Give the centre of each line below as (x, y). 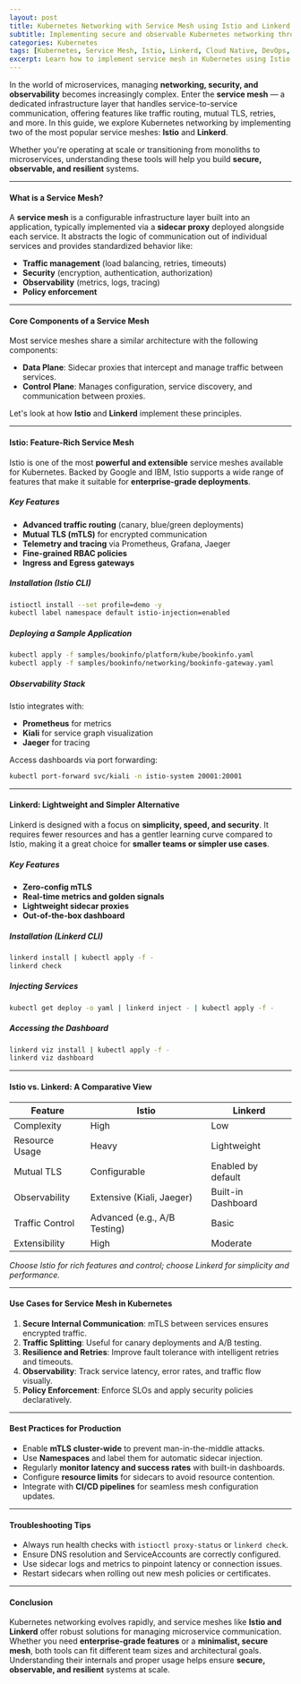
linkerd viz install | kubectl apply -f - (90, 1050)
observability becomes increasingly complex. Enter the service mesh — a (147, 94)
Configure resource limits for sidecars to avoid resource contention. (148, 1477)
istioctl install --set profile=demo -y (86, 605)
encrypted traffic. (55, 1333)
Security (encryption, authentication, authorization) (117, 273)
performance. (35, 1275)
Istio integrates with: (47, 706)
